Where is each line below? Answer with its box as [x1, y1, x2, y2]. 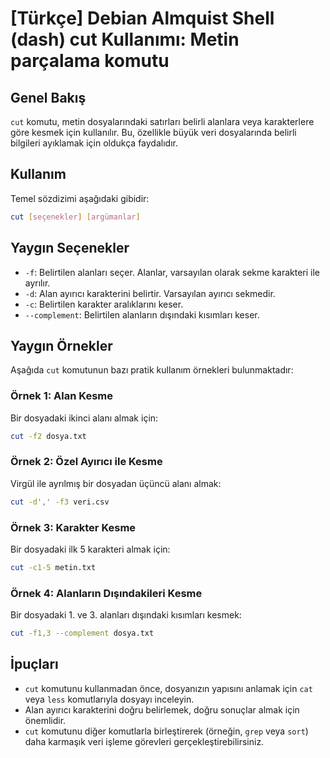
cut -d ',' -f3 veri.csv [10, 497, 110, 507]
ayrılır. [24, 277, 51, 289]
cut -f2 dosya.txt [10, 431, 87, 441]
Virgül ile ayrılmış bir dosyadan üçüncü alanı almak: [10, 477, 222, 489]
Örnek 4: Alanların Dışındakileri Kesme [10, 586, 203, 600]
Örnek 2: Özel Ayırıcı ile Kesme [10, 455, 163, 469]
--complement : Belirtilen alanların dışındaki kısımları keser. [24, 308, 260, 321]
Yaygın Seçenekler [10, 240, 130, 257]
